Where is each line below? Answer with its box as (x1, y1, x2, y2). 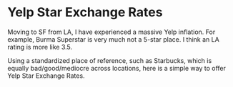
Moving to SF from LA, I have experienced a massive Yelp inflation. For (7, 28, 216, 36)
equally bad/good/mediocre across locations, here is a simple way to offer (7, 64, 227, 72)
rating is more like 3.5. (7, 42, 73, 51)
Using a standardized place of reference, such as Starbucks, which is (7, 56, 212, 64)
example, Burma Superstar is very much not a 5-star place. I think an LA (7, 35, 219, 43)
